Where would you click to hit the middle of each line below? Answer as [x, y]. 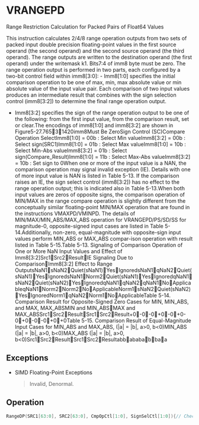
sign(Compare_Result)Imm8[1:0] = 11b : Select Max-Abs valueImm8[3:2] [102, 156]
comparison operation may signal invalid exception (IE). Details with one [102, 169]
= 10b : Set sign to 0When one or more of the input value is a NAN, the [100, 163]
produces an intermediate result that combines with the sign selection [91, 95]
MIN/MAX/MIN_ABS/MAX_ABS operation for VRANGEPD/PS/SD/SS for [100, 219]
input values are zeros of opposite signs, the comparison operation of [100, 194]
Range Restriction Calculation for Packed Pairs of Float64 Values [85, 27]
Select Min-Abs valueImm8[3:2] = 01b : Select [71, 150]
